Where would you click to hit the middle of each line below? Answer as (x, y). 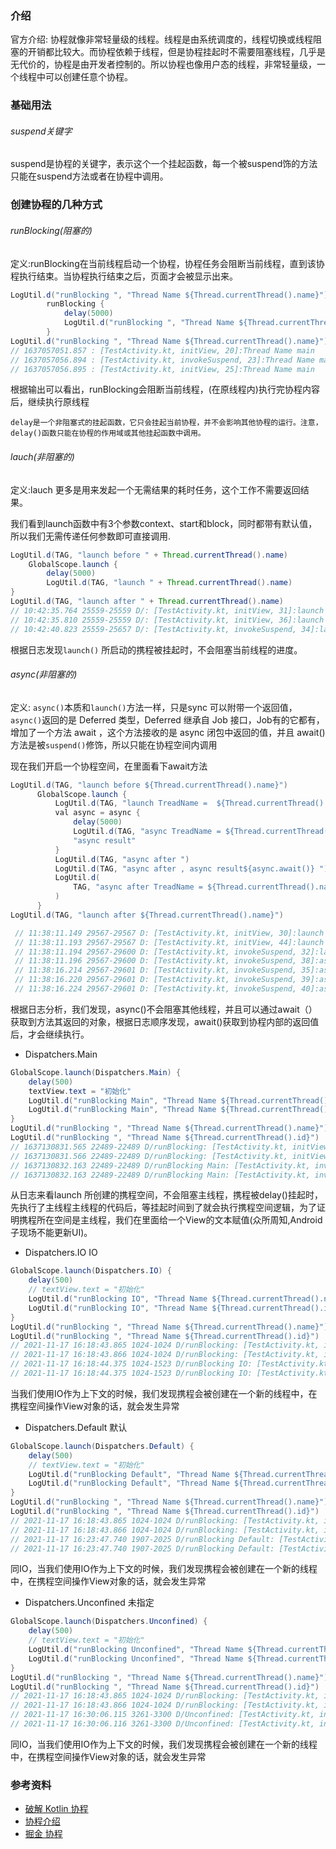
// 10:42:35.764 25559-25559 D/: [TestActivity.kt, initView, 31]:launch (167, 610)
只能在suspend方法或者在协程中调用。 (89, 176)
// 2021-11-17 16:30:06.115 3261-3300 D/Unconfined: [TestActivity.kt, (162, 1715)
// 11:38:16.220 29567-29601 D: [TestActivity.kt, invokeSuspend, (156, 980)
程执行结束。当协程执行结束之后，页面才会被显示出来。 (124, 276)
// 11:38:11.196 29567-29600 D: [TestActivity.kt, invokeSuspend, (156, 961)
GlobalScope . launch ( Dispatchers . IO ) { (91, 1271)
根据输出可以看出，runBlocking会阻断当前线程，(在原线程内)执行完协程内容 (165, 389)
